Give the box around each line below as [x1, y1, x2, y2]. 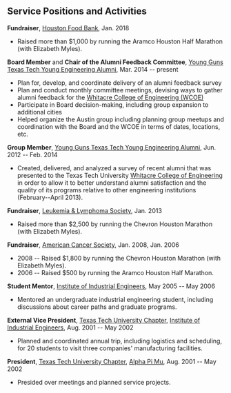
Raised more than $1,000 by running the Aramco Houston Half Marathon [17, 37, 223, 46]
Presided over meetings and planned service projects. [17, 378, 171, 386]
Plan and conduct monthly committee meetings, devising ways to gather [17, 85, 223, 94]
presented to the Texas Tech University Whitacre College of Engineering [17, 171, 223, 179]
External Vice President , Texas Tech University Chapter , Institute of [7, 316, 201, 324]
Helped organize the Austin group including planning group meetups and [17, 115, 224, 123]
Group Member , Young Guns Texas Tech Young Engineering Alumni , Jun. [7, 143, 217, 151]
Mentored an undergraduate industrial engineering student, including [17, 295, 214, 303]
